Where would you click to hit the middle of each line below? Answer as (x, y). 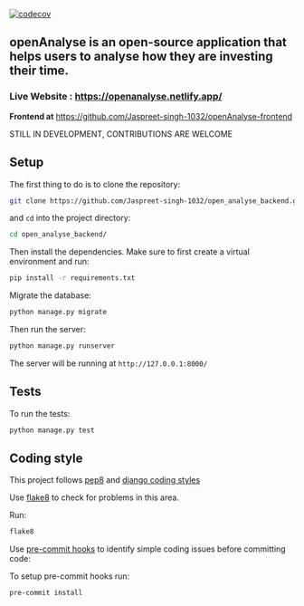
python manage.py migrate (58, 313)
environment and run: (49, 262)
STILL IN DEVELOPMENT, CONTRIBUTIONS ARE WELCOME (121, 134)
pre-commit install (46, 593)
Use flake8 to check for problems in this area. (94, 497)
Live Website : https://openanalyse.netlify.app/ (116, 97)
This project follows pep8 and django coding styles (105, 480)
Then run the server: (47, 329)
